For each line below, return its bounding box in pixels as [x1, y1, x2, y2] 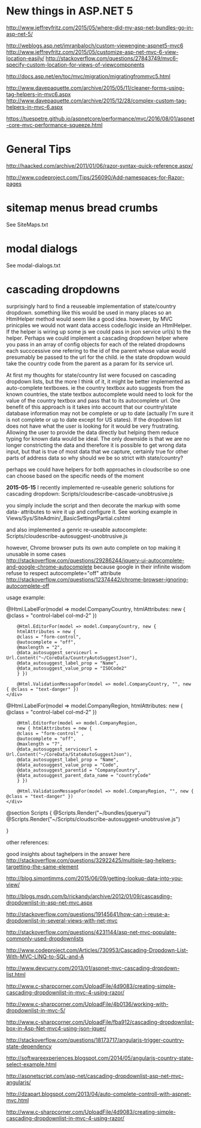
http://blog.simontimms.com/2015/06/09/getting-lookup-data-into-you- [6, 875, 184, 882]
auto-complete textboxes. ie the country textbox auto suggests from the [6, 384, 184, 391]
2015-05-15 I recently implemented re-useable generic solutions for [6, 483, 175, 491]
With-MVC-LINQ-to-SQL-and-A [6, 952, 84, 960]
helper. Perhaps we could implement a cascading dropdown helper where [6, 334, 188, 341]
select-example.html [6, 1060, 57, 1067]
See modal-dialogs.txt [6, 262, 61, 269]
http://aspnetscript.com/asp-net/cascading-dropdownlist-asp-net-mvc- [6, 1072, 184, 1079]
